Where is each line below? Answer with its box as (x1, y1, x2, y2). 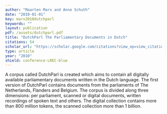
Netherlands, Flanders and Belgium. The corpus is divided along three (5, 87, 149, 93)
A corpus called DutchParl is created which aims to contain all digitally (5, 71, 149, 77)
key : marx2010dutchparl (5, 16, 55, 21)
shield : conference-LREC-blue (5, 58, 68, 63)
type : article (5, 49, 35, 54)
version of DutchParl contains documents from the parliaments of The (5, 82, 149, 88)
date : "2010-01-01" (5, 12, 46, 17)
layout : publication (5, 26, 48, 31)
